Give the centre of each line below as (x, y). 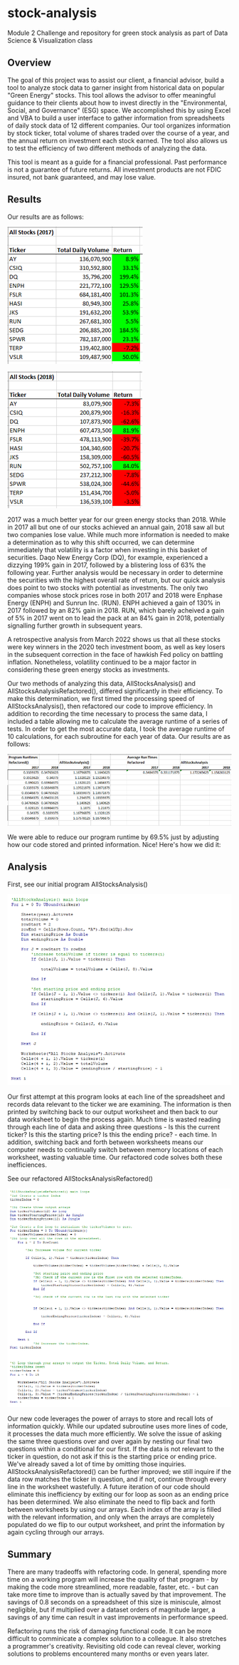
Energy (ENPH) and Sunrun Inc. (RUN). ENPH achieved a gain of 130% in (114, 603)
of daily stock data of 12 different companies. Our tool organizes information (119, 125)
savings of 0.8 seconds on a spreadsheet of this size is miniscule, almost (115, 1602)
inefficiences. (27, 1165)
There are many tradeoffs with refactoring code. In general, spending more (117, 1572)
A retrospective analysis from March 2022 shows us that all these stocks (114, 639)
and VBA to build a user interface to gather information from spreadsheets (116, 118)
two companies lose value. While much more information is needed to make (118, 534)
